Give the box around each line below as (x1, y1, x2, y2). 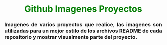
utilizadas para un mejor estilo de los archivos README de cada (4, 27, 162, 34)
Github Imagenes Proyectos (24, 3, 143, 15)
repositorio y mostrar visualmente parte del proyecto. (4, 34, 138, 41)
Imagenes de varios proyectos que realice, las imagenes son (4, 21, 162, 28)
